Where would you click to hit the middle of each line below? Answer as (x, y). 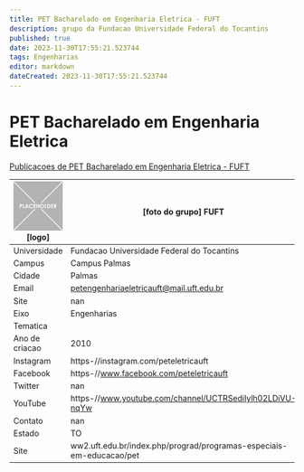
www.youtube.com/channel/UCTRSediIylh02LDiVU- (198, 399)
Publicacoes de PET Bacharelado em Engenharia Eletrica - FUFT (130, 166)
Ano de (27, 338)
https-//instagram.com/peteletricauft (140, 361)
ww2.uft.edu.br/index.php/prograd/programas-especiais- (179, 446)
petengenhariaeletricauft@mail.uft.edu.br (147, 288)
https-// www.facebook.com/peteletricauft (150, 373)
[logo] (38, 237)
